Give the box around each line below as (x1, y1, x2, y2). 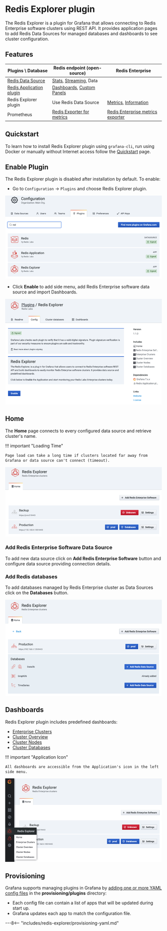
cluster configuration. (5, 36, 49, 42)
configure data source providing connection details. (5, 560, 111, 566)
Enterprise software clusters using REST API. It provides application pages (5, 25, 158, 31)
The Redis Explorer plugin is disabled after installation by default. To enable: (5, 176, 161, 182)
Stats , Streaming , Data (52, 77, 98, 83)
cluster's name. (5, 433, 37, 439)
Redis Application (7, 84, 43, 90)
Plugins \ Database (7, 67, 48, 73)
